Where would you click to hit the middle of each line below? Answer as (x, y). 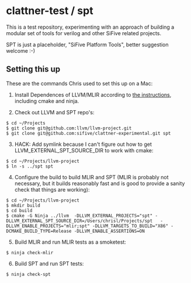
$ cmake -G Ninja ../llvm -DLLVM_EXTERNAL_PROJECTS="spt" (79, 216)
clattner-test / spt (50, 11)
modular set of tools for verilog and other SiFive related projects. (84, 33)
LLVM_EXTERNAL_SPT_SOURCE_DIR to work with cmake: (84, 150)
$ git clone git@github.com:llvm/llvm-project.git (69, 128)
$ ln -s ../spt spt (30, 166)
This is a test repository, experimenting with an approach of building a (90, 27)
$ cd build (19, 210)
